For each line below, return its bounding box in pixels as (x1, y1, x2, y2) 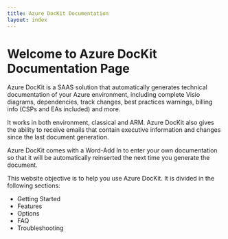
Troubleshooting (16, 224, 64, 232)
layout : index (7, 16, 48, 23)
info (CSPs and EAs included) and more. (7, 105, 121, 113)
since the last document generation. (7, 133, 109, 141)
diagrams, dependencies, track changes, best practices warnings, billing (7, 98, 213, 106)
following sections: (7, 181, 60, 190)
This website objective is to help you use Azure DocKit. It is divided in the (7, 174, 215, 183)
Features (16, 202, 43, 210)
